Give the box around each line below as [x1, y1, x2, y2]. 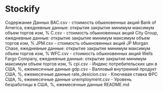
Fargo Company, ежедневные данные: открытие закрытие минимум [5, 55, 147, 61]
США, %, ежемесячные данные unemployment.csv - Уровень [5, 76, 132, 82]
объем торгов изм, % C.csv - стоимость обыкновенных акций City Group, [5, 30, 159, 36]
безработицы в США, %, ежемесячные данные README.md [5, 81, 130, 87]
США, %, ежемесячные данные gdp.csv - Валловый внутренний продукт [5, 66, 157, 72]
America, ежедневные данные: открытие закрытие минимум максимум [5, 24, 155, 30]
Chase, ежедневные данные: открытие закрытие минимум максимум [5, 45, 151, 51]
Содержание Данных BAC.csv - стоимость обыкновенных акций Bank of [5, 19, 157, 25]
